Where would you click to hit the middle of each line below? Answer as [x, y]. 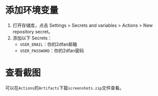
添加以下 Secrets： [32, 38]
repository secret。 [33, 31]
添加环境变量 [32, 10]
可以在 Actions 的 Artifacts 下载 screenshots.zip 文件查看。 [65, 88]
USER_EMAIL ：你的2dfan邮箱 [48, 44]
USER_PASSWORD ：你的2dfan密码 [52, 51]
